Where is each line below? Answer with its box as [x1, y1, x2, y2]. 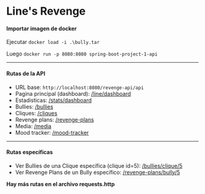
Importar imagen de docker [6, 24, 77, 32]
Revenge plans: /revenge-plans [15, 116, 95, 123]
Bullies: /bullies [15, 102, 54, 110]
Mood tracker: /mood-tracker [15, 129, 89, 136]
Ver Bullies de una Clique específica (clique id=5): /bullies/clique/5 [15, 162, 183, 169]
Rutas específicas [6, 148, 53, 156]
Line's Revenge [6, 4, 86, 18]
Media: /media [15, 122, 52, 129]
